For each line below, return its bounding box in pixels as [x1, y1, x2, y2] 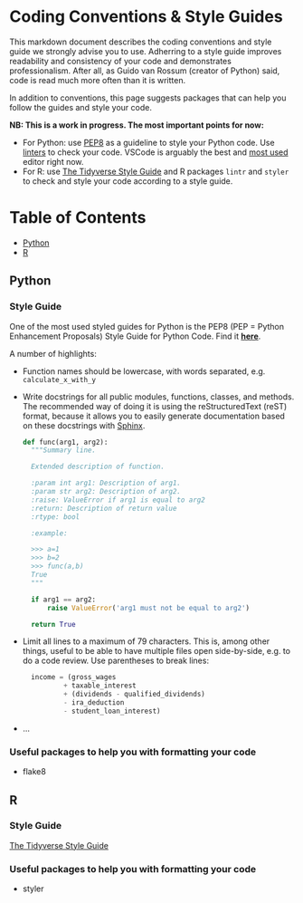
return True [31, 620, 76, 629]
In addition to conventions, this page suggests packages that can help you [9, 92, 287, 103]
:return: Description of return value [31, 504, 177, 513]
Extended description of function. [31, 462, 166, 472]
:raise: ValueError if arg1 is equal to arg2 [31, 495, 205, 504]
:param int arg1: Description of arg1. [31, 478, 181, 488]
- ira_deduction [62, 698, 125, 707]
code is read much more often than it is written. [9, 74, 186, 85]
